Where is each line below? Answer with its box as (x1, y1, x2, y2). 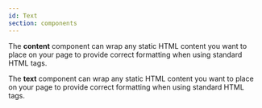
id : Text (8, 11, 38, 20)
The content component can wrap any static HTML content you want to (8, 41, 247, 50)
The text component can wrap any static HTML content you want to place (8, 74, 254, 83)
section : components (8, 19, 78, 27)
